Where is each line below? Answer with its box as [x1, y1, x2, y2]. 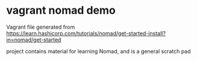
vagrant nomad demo [6, 4, 116, 17]
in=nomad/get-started [6, 36, 61, 43]
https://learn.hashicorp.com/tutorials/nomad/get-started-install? [6, 29, 166, 36]
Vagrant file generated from [6, 23, 75, 30]
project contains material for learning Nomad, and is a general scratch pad [6, 47, 191, 54]
